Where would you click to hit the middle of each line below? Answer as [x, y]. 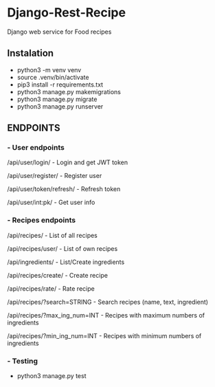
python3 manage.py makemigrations [69, 91]
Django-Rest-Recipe [66, 13]
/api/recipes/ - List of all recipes [53, 235]
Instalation [30, 53]
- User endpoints [36, 148]
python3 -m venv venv [49, 69]
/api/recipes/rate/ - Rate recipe [51, 288]
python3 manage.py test [52, 376]
